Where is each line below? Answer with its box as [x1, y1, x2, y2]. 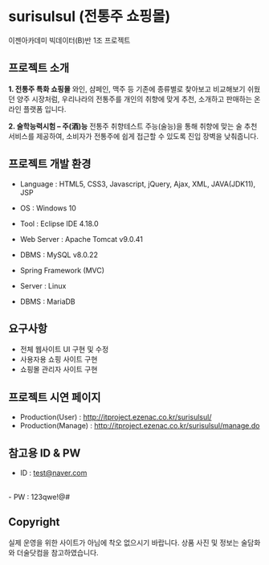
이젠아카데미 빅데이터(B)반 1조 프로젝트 [8, 35, 131, 45]
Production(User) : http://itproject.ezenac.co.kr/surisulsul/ [19, 412, 212, 422]
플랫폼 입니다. [22, 104, 67, 113]
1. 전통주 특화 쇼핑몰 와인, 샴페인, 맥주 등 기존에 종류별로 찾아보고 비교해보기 [8, 84, 246, 93]
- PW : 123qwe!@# [8, 492, 71, 502]
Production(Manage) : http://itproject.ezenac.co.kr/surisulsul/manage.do [19, 421, 260, 431]
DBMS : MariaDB [19, 297, 76, 306]
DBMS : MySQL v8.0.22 [19, 250, 99, 260]
